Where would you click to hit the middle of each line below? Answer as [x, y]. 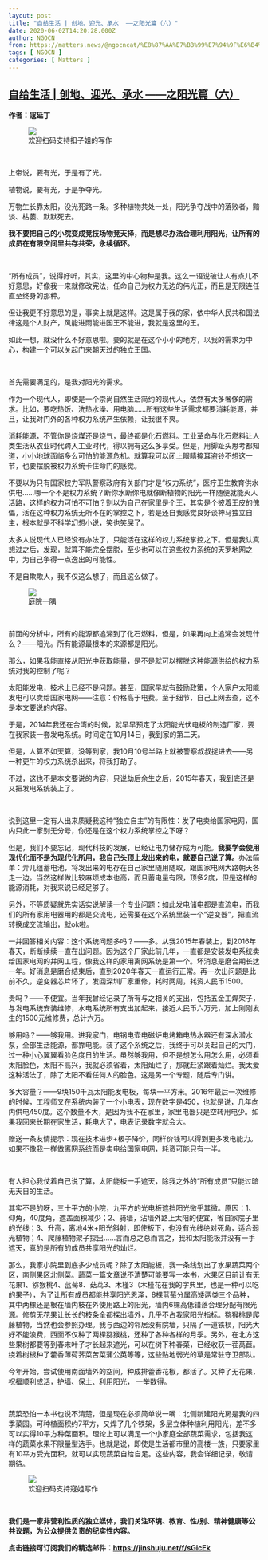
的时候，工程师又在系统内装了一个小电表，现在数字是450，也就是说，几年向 [134, 1101]
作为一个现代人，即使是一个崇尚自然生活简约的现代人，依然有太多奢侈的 [127, 399]
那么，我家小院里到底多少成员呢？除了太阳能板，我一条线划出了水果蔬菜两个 [134, 1264]
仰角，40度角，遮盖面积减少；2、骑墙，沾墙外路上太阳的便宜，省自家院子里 [134, 1218]
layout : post [30, 16]
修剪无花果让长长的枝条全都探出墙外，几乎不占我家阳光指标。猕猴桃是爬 [141, 1314]
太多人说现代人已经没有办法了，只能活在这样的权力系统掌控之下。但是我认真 [134, 539]
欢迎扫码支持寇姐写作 [63, 1488]
